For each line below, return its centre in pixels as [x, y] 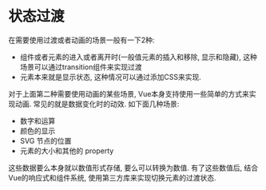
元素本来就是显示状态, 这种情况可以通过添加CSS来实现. [110, 77]
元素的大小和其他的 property [67, 150]
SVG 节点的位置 [46, 141]
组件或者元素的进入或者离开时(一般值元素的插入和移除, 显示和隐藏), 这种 [138, 57]
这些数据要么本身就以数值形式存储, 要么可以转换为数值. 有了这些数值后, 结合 [133, 168]
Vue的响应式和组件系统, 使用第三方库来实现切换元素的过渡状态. [113, 177]
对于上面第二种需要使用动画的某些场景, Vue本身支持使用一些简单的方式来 [129, 93]
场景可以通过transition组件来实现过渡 [81, 67]
